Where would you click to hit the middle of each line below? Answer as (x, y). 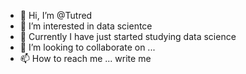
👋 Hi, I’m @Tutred (56, 15)
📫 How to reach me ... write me (85, 58)
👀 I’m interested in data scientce (86, 26)
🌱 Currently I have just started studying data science (128, 36)
